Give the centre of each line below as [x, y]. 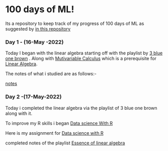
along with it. [19, 113]
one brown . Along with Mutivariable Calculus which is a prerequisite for [81, 58]
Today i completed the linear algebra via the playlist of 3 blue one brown [81, 108]
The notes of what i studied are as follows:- [51, 74]
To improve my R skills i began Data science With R [59, 123]
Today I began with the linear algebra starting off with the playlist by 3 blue [84, 53]
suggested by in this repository [38, 28]
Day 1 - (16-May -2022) [34, 42]
